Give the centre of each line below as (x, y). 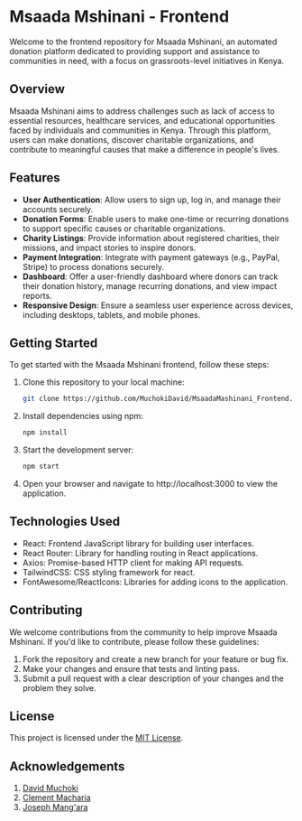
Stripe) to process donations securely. (93, 266)
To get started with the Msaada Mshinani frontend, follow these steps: (139, 365)
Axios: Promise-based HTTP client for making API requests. (133, 563)
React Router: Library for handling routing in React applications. (140, 553)
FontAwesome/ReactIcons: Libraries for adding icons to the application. (155, 582)
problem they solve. (59, 687)
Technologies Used (64, 522)
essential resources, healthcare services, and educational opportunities (142, 120)
